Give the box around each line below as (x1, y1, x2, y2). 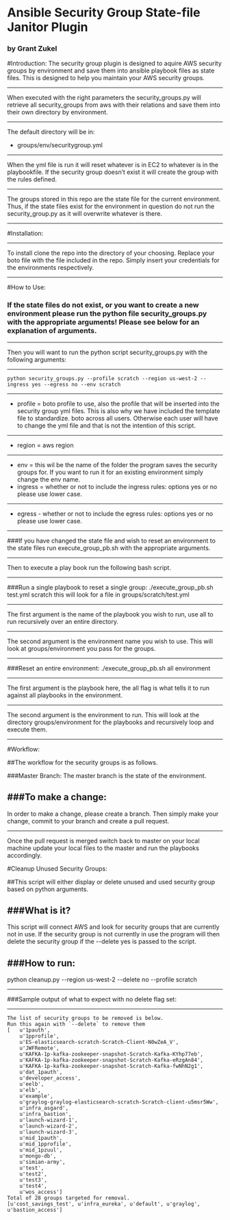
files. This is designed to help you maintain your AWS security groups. (7, 74, 205, 82)
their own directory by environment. (7, 108, 108, 116)
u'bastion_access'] (7, 1207, 63, 1214)
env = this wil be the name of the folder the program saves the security (16, 460, 218, 469)
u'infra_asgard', (19, 1105, 69, 1112)
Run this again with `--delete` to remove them (7, 1021, 146, 1028)
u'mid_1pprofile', (19, 1141, 72, 1148)
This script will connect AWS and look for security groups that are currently (7, 923, 220, 931)
